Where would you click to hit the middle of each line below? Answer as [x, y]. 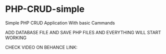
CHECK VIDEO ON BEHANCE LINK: [41, 47]
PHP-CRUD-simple [45, 9]
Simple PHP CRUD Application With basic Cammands [60, 23]
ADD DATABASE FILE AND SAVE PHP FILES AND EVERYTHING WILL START [83, 32]
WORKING [16, 38]
